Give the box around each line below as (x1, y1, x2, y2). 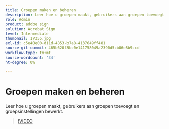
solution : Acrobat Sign (5, 27, 56, 32)
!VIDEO (17, 118, 33, 124)
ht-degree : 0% (5, 60, 36, 65)
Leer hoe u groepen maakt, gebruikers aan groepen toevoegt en (5, 103, 140, 109)
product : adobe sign (5, 21, 49, 27)
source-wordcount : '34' (5, 55, 56, 60)
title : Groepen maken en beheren (5, 7, 76, 13)
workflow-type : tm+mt (5, 50, 51, 55)
